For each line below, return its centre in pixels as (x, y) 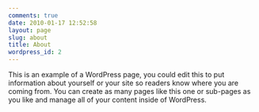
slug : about (28, 37)
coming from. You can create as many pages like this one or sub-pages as (129, 91)
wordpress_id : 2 (35, 52)
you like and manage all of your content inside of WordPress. (108, 100)
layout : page (30, 30)
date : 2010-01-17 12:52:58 (53, 23)
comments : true (33, 15)
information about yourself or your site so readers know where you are (124, 83)
